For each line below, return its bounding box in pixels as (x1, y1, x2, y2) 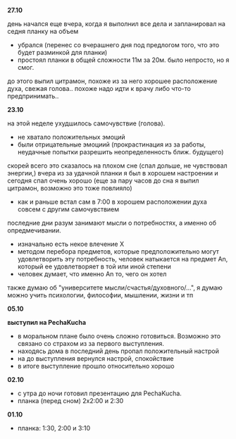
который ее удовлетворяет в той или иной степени (17, 262, 171, 271)
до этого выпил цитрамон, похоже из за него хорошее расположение (7, 77, 218, 85)
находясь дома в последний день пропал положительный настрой (17, 347, 220, 355)
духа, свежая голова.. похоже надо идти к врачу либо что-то (7, 85, 192, 92)
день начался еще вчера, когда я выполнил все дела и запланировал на (7, 20, 225, 27)
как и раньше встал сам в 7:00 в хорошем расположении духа (17, 197, 208, 206)
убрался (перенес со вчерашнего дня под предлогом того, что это (17, 41, 220, 49)
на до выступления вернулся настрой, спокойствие (17, 354, 174, 362)
